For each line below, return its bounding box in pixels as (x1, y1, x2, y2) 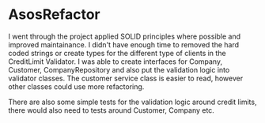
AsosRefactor (8, 6, 100, 24)
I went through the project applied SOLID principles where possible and (8, 32, 241, 41)
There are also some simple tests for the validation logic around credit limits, (8, 97, 257, 106)
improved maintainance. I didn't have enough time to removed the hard (8, 39, 240, 49)
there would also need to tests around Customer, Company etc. (8, 105, 215, 115)
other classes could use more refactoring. (8, 81, 145, 91)
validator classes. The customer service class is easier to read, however (8, 73, 244, 83)
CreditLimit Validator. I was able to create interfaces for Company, (8, 57, 223, 66)
